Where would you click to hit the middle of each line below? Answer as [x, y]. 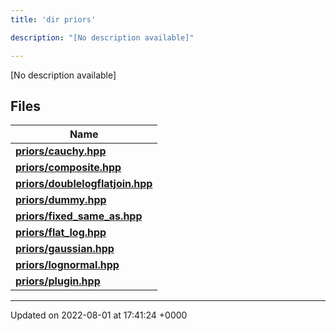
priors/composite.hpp [68, 168]
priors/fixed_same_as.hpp [79, 216]
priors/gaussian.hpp [65, 249]
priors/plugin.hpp [58, 281]
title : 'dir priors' [53, 19]
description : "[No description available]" [102, 37]
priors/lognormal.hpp [67, 265]
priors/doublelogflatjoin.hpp [84, 184]
